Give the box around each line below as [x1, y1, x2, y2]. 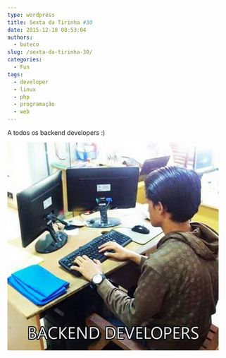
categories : [7, 56, 42, 64]
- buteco [13, 41, 39, 49]
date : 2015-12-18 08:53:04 [7, 26, 87, 33]
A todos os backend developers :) [7, 129, 106, 137]
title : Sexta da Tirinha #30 [7, 18, 93, 26]
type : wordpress [7, 11, 55, 18]
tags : [7, 71, 23, 78]
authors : [7, 34, 33, 41]
